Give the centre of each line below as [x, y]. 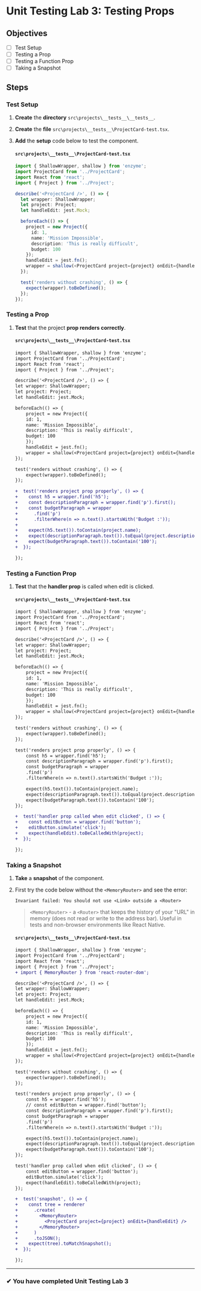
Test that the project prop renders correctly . [70, 327]
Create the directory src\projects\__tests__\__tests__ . [85, 117]
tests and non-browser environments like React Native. [98, 925]
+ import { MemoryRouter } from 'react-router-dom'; [82, 972]
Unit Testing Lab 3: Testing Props [90, 11]
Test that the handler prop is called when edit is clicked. [84, 586]
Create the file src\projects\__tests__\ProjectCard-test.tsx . [92, 129]
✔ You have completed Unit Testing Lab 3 [67, 1281]
